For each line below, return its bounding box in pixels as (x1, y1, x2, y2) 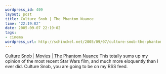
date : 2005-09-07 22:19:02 (5, 26, 61, 31)
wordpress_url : (5, 39, 37, 44)
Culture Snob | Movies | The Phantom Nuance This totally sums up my (5, 53, 148, 59)
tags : (5, 30, 16, 35)
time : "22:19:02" (5, 21, 41, 26)
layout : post (5, 12, 32, 17)
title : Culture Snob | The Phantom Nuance (5, 16, 94, 21)
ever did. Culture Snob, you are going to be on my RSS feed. (5, 63, 128, 69)
